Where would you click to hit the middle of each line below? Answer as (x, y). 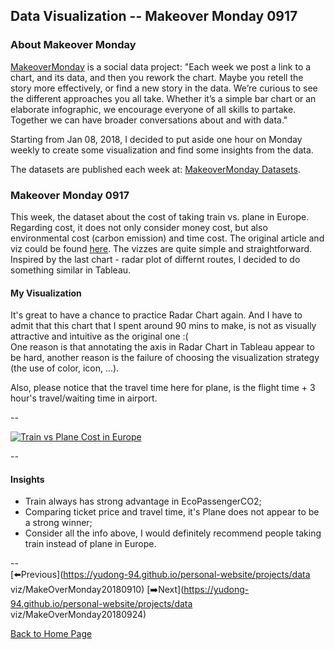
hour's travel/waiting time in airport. (84, 398)
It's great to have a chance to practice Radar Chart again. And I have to (156, 315)
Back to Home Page (51, 634)
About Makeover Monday (73, 45)
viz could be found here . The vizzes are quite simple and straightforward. (161, 248)
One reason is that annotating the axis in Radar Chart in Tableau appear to (162, 347)
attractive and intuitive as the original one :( (99, 336)
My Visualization (46, 293)
